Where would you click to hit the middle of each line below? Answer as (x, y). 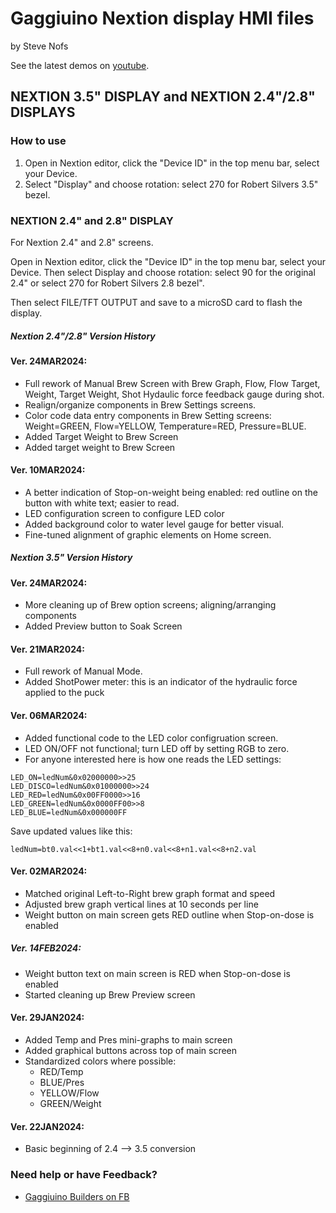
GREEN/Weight (70, 1104)
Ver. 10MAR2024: (48, 470)
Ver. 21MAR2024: (47, 649)
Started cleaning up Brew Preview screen (110, 994)
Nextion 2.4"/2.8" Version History (83, 336)
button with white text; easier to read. (102, 503)
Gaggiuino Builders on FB (77, 1196)
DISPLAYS (43, 112)
